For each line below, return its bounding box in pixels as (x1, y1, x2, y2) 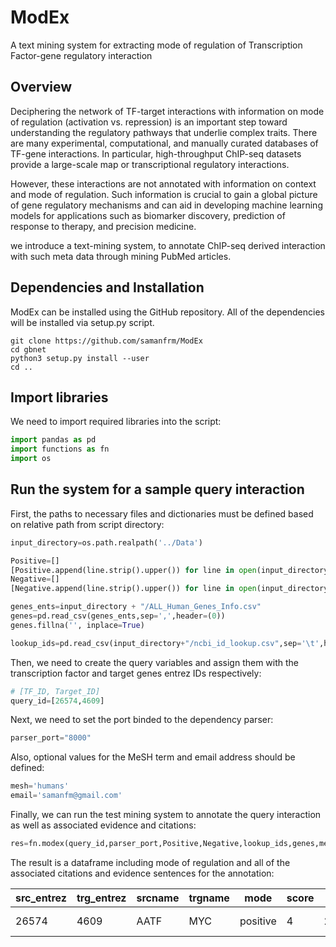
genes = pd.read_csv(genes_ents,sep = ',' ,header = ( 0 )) (10, 611, 226, 621)
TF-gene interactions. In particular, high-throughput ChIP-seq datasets (10, 147, 302, 160)
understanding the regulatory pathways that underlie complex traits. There (10, 126, 318, 138)
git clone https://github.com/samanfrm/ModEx (10, 336, 203, 346)
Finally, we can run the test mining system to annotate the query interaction (10, 809, 322, 821)
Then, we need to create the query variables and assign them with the (10, 656, 300, 668)
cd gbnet (10, 344, 47, 355)
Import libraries (10, 389, 109, 406)
